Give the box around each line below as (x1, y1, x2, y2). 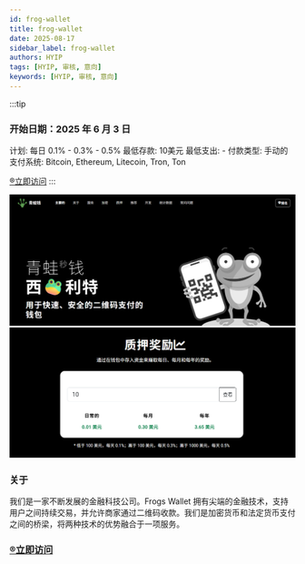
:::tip (9, 98, 26, 109)
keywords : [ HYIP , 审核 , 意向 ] (9, 73, 118, 82)
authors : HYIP (9, 53, 64, 63)
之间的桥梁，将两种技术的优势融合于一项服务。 (9, 519, 184, 529)
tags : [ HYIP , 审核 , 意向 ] (9, 63, 103, 72)
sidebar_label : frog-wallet (9, 44, 116, 53)
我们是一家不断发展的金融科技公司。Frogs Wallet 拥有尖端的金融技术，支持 (9, 496, 289, 507)
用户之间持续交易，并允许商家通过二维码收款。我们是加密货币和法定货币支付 (9, 508, 296, 519)
